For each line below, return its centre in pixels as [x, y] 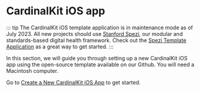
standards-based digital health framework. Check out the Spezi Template [96, 40]
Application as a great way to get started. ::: [60, 47]
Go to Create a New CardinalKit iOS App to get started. [73, 82]
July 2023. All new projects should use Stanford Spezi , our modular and [95, 33]
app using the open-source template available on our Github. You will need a [100, 65]
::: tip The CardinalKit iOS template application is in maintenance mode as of [99, 27]
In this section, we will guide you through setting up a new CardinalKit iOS [97, 58]
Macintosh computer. [32, 70]
